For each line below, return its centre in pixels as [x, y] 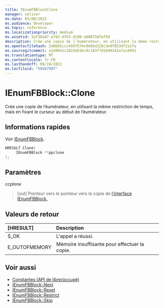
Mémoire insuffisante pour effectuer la [100, 244]
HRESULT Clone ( [20, 148]
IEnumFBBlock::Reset [34, 290]
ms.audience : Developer [29, 23]
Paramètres [23, 172]
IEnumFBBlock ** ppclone [40, 152]
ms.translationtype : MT [29, 55]
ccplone [13, 184]
